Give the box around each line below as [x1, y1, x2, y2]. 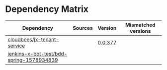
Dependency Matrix [5, 3, 88, 15]
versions [130, 27, 151, 34]
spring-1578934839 [7, 56, 58, 63]
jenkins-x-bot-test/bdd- [7, 50, 68, 57]
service [7, 42, 25, 49]
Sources [73, 24, 93, 31]
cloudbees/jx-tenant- [7, 36, 60, 43]
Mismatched [125, 21, 156, 28]
